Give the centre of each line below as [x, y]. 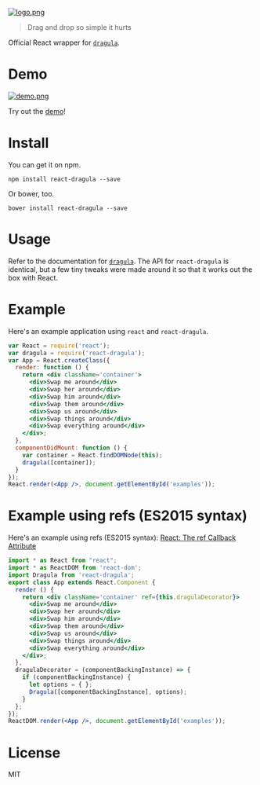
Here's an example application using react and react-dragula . [108, 331]
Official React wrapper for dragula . [64, 42]
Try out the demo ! [37, 111]
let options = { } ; [60, 685]
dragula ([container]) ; [59, 462]
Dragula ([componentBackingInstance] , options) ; [108, 691]
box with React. [33, 277]
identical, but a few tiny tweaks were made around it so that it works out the [130, 269]
